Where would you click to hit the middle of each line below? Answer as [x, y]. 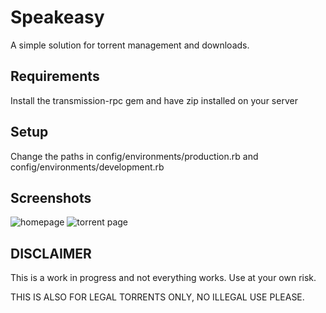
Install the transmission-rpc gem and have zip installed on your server [154, 100]
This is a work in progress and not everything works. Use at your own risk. [163, 278]
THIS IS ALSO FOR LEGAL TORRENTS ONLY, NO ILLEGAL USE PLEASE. [157, 297]
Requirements [55, 76]
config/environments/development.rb [87, 167]
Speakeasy [57, 17]
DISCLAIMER [51, 253]
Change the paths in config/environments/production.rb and [134, 156]
